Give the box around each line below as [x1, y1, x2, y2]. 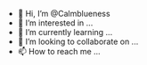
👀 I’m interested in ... [17, 18, 94, 28]
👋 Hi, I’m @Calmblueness [17, 9, 110, 18]
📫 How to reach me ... [17, 47, 101, 56]
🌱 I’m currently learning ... [17, 27, 113, 37]
